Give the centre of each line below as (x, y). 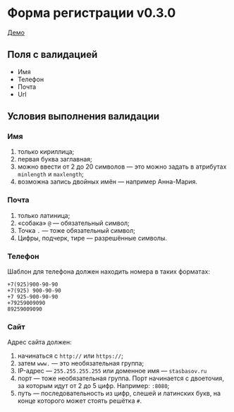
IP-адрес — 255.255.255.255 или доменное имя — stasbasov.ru (112, 371)
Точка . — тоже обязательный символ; (76, 230)
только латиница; (44, 215)
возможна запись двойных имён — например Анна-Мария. (107, 182)
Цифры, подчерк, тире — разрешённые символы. (92, 238)
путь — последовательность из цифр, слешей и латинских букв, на (119, 394)
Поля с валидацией (53, 55)
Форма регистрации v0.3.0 (92, 13)
